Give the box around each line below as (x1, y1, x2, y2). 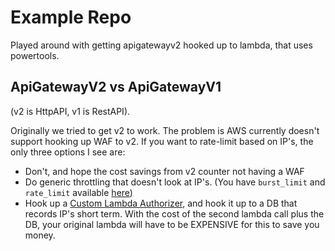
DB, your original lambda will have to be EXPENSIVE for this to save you (24, 218, 320, 230)
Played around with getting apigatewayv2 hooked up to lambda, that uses (10, 39, 313, 51)
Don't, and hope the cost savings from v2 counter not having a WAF (24, 165, 305, 177)
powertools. (10, 49, 60, 61)
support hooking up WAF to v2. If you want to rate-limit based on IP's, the (10, 135, 314, 147)
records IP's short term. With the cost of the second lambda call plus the (24, 207, 325, 220)
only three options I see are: (10, 146, 126, 158)
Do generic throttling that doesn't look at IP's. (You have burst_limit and (24, 176, 326, 188)
